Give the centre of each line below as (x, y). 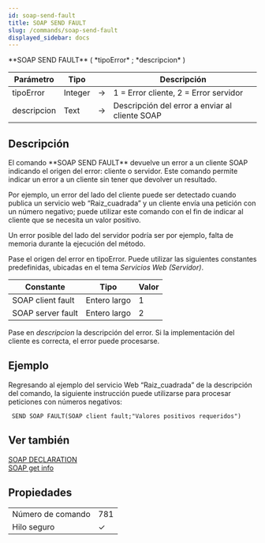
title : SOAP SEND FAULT (47, 23)
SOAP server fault (45, 313)
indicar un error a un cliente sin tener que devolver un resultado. (113, 179)
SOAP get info (31, 468)
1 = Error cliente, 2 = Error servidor (178, 93)
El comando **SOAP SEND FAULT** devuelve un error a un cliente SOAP (128, 163)
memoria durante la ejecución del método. (77, 244)
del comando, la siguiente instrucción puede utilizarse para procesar (119, 393)
